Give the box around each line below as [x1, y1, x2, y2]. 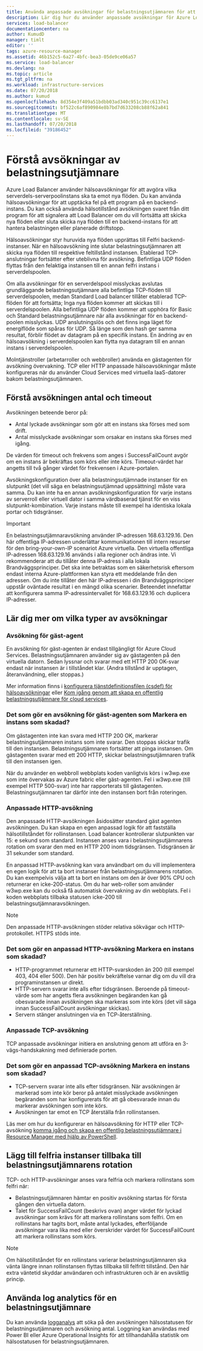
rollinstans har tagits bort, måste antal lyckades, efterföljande [14, 1220, 168, 1227]
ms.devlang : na [6, 65, 45, 71]
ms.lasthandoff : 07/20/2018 [6, 122, 77, 128]
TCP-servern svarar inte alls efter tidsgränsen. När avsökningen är [14, 1082, 181, 1090]
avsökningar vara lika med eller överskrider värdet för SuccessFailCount [14, 1226, 195, 1234]
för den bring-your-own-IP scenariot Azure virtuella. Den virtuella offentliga [6, 544, 194, 552]
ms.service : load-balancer [6, 59, 74, 65]
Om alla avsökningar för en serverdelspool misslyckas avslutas [6, 279, 163, 287]
